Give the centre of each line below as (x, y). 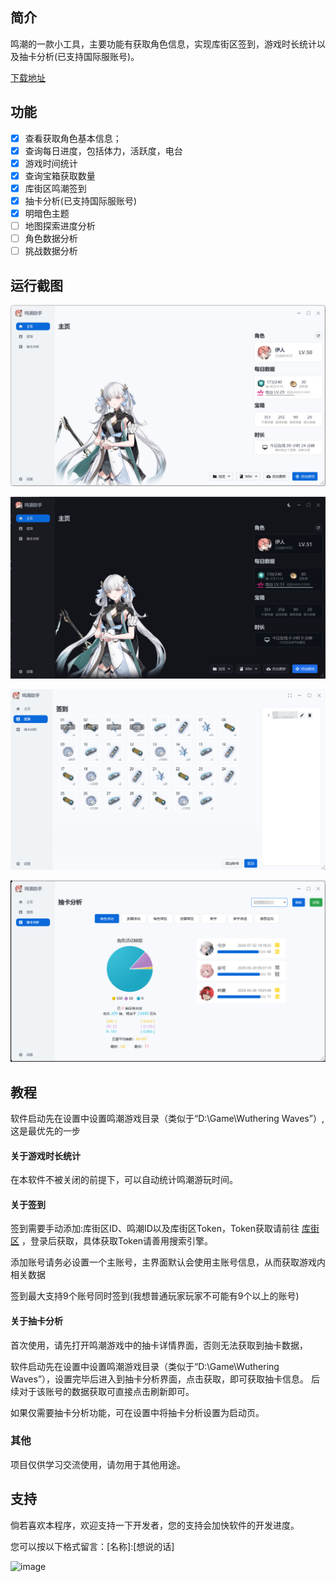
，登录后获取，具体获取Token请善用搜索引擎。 (117, 1241)
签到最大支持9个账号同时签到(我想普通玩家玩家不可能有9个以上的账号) (155, 1296)
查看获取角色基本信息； (73, 138)
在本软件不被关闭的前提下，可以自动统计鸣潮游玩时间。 (124, 1180)
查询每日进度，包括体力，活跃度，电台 (103, 150)
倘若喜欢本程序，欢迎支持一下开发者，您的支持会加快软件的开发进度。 (155, 1525)
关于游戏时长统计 (45, 1155)
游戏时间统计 (51, 163)
